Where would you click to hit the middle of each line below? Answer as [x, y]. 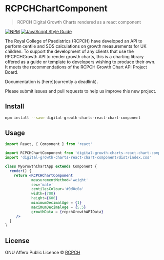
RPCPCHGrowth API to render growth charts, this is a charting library [74, 56]
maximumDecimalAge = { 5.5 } [59, 207]
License [17, 241]
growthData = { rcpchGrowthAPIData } [67, 212]
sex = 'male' [42, 184]
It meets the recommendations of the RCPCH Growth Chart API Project [76, 67]
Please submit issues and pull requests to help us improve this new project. [81, 91]
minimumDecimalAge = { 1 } [56, 203]
